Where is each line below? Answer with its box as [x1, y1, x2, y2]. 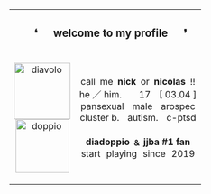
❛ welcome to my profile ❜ [33, 26, 188, 41]
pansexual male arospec [80, 100, 196, 113]
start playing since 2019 [80, 148, 196, 161]
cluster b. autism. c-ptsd [79, 112, 197, 125]
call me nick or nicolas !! [80, 76, 196, 88]
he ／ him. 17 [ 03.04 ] [79, 88, 197, 101]
